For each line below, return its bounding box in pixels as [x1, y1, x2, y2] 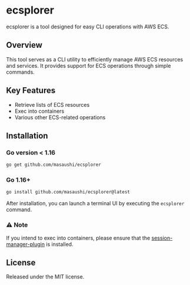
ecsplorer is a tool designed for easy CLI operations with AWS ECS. [6, 23, 169, 30]
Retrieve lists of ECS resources [14, 101, 90, 108]
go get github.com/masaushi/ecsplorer [6, 162, 101, 168]
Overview [6, 40, 43, 50]
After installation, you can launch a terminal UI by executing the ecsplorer [6, 200, 185, 207]
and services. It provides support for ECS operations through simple [6, 62, 171, 69]
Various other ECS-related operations [14, 113, 106, 121]
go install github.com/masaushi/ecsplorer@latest [6, 189, 131, 195]
